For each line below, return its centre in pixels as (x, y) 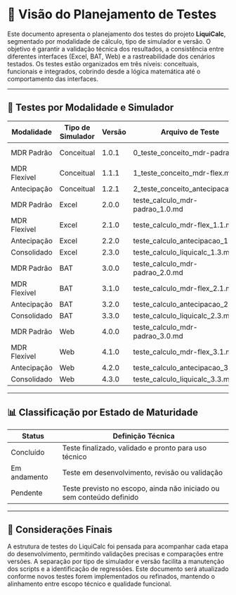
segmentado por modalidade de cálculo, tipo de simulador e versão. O (109, 41)
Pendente (27, 493)
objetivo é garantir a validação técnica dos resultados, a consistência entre (116, 49)
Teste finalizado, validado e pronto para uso (135, 448)
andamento (29, 477)
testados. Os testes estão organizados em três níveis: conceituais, (103, 63)
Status (33, 436)
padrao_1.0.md (158, 209)
